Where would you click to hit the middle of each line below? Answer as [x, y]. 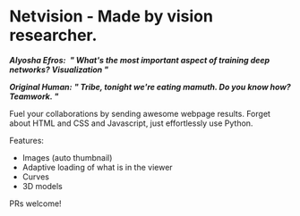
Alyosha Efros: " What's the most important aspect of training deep [140, 60]
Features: [27, 140]
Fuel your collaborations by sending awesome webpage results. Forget [140, 113]
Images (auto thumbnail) [67, 157]
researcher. [53, 35]
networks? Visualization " [59, 70]
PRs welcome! [35, 204]
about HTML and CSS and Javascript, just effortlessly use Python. [131, 123]
